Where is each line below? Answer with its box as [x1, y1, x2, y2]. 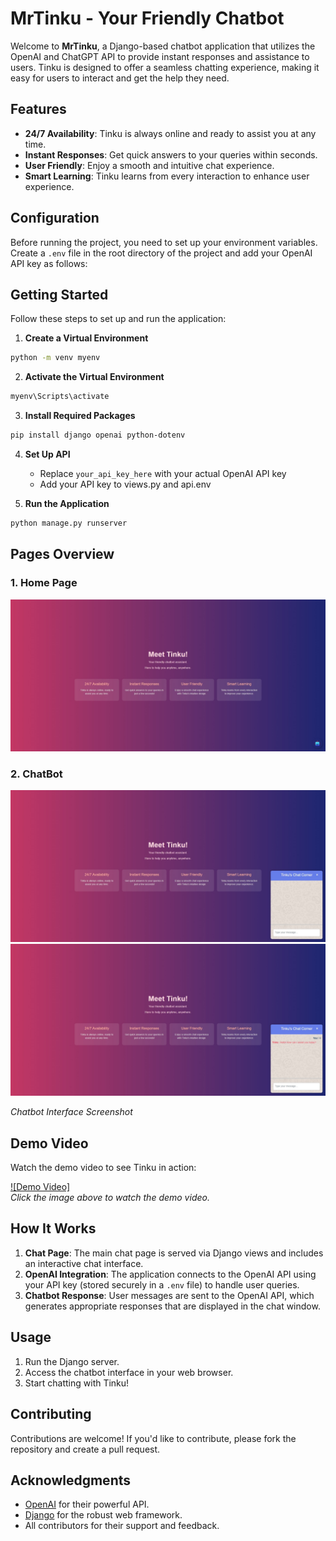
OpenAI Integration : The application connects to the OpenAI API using [24, 1268, 317, 1280]
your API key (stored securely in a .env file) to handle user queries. [24, 1278, 300, 1291]
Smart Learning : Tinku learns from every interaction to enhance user [24, 170, 310, 182]
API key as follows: [10, 257, 88, 269]
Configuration [10, 210, 100, 227]
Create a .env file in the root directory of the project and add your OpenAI [10, 247, 313, 259]
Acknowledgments [10, 1472, 132, 1489]
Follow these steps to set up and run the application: [10, 313, 227, 325]
